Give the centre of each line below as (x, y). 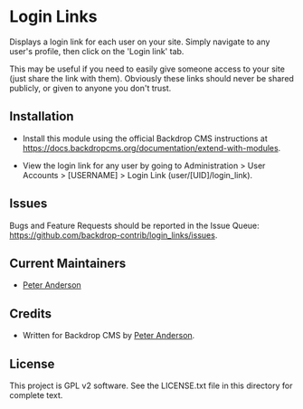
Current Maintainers (68, 263)
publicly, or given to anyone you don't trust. (90, 88)
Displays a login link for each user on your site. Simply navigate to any (140, 42)
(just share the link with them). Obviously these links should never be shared (151, 78)
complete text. (36, 395)
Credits (31, 314)
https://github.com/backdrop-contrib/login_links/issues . (114, 235)
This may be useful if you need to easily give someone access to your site (147, 69)
